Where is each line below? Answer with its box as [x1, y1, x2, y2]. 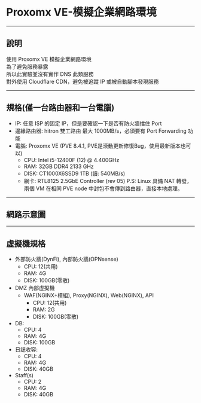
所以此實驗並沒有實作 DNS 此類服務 [6, 70, 94, 78]
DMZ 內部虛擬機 [14, 285, 55, 292]
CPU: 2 [23, 378, 42, 386]
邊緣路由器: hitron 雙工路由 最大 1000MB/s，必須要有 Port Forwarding [14, 127, 187, 135]
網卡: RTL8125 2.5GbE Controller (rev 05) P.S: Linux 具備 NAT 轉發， [23, 177, 193, 184]
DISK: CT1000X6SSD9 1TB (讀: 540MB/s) [23, 170, 126, 177]
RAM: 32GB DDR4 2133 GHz [23, 163, 94, 170]
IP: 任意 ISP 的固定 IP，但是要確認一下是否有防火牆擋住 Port [14, 120, 162, 127]
